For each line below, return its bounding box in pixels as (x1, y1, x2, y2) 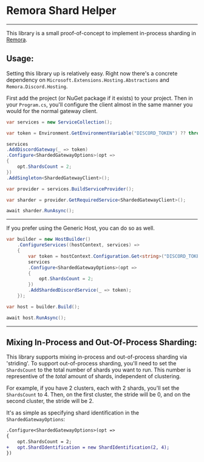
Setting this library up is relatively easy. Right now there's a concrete (6, 69, 178, 77)
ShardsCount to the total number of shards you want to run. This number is (6, 366, 191, 374)
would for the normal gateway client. (6, 107, 98, 114)
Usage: (6, 53, 35, 64)
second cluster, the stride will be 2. (6, 398, 94, 405)
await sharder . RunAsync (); (6, 208, 75, 214)
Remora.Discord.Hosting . (6, 83, 68, 90)
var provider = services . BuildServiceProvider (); (6, 186, 135, 192)
